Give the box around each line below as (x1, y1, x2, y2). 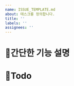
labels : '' (5, 20, 27, 26)
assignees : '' (5, 25, 34, 30)
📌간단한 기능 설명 (5, 48, 70, 59)
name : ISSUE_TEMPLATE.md (5, 7, 55, 12)
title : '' (5, 16, 25, 21)
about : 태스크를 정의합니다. (5, 12, 55, 17)
